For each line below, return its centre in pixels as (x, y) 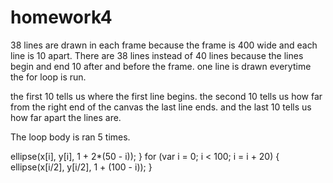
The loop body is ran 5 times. (70, 137)
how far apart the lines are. (66, 117)
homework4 (61, 17)
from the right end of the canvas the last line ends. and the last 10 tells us (161, 107)
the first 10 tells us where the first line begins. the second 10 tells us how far (166, 96)
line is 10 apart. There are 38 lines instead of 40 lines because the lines (157, 55)
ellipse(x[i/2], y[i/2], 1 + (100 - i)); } (81, 167)
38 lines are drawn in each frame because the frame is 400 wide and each (164, 45)
